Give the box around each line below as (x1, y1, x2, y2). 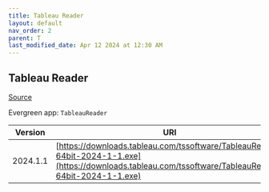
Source (8, 92, 32, 102)
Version (14, 126, 46, 138)
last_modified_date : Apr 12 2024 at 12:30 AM (8, 42, 163, 50)
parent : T (8, 34, 42, 42)
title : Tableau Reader (8, 11, 84, 20)
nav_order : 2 (8, 26, 52, 34)
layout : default (8, 19, 62, 27)
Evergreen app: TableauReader (8, 107, 108, 117)
